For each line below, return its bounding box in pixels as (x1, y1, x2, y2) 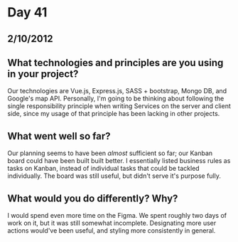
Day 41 (7, 4, 48, 21)
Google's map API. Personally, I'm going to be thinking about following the (7, 94, 225, 103)
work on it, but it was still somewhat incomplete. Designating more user (7, 219, 217, 228)
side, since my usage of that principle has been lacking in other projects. (7, 110, 220, 118)
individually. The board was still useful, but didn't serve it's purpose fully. (7, 172, 222, 180)
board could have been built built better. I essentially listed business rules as (7, 157, 231, 165)
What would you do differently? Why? (7, 192, 178, 204)
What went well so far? (7, 130, 112, 142)
